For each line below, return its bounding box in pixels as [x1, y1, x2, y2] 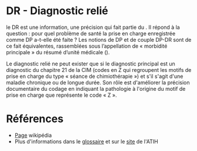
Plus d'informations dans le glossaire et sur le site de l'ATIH [14, 137, 159, 145]
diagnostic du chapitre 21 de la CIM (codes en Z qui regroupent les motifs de [6, 66, 192, 73]
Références [6, 112, 64, 126]
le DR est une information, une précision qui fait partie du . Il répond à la [6, 24, 181, 31]
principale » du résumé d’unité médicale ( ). [6, 48, 110, 55]
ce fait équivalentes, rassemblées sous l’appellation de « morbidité [6, 42, 168, 50]
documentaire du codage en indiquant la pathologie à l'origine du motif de [6, 85, 186, 92]
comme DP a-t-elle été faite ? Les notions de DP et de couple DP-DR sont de [6, 36, 192, 43]
